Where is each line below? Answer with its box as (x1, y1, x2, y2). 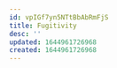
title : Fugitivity (9, 21, 77, 30)
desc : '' (9, 29, 42, 38)
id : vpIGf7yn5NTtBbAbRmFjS (9, 12, 109, 22)
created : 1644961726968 (9, 46, 97, 55)
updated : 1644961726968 (9, 37, 97, 47)
